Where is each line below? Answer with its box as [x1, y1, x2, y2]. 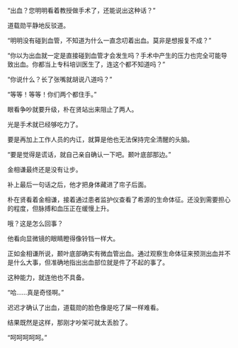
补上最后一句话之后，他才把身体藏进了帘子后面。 [7, 180, 150, 189]
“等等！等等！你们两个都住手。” [7, 91, 97, 98]
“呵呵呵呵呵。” [7, 333, 47, 342]
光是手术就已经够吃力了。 [7, 120, 82, 129]
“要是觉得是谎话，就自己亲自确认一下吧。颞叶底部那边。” [7, 151, 171, 158]
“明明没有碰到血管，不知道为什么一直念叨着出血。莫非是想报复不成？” [7, 36, 212, 45]
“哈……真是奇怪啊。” [7, 289, 64, 296]
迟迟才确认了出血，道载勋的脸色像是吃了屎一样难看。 [7, 303, 163, 311]
